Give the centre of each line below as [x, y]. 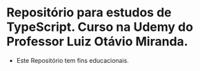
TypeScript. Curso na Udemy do [100, 27]
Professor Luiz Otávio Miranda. [97, 42]
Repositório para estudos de [89, 13]
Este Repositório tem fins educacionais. [72, 60]
